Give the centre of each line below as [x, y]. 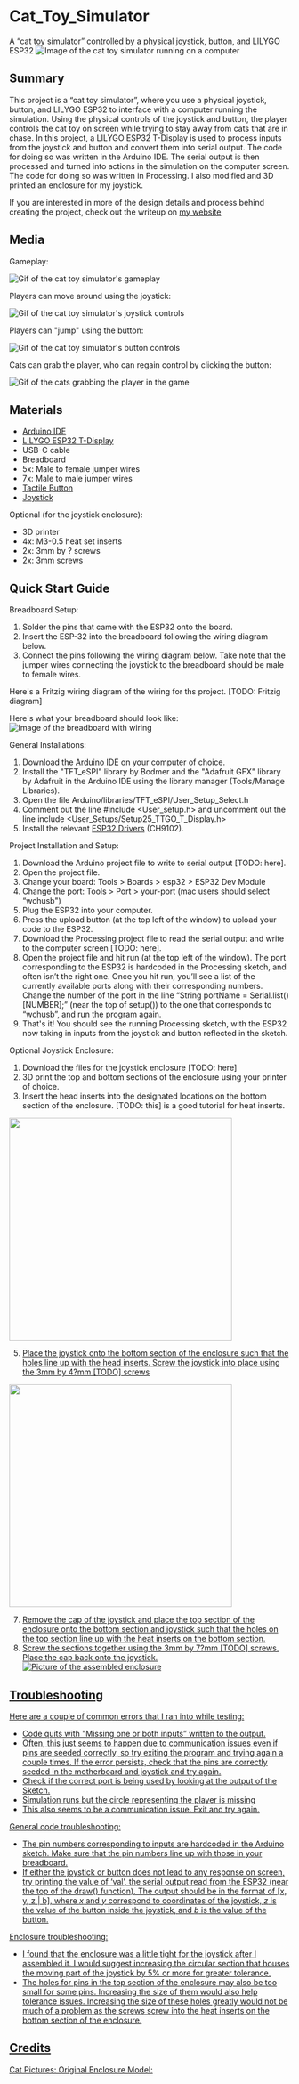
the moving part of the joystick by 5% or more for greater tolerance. [146, 1973]
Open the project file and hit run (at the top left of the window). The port [154, 958]
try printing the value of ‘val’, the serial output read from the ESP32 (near [155, 1881]
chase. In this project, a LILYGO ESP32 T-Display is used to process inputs [145, 138]
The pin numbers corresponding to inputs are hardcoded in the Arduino [153, 1844]
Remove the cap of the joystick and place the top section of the [138, 1620]
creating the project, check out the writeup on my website [115, 212]
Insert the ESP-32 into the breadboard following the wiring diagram [145, 637]
